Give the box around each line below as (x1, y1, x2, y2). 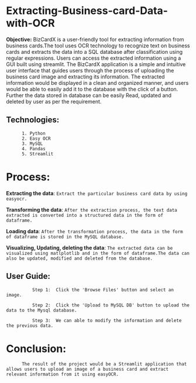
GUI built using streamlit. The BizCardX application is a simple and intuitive (6, 60, 186, 68)
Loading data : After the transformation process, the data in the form (6, 227, 183, 234)
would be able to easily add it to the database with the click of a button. (6, 85, 178, 92)
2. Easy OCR (21, 136, 51, 142)
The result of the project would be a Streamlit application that (21, 361, 187, 367)
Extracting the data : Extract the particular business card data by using (6, 189, 188, 196)
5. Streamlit (21, 151, 54, 157)
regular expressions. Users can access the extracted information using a (6, 54, 181, 61)
